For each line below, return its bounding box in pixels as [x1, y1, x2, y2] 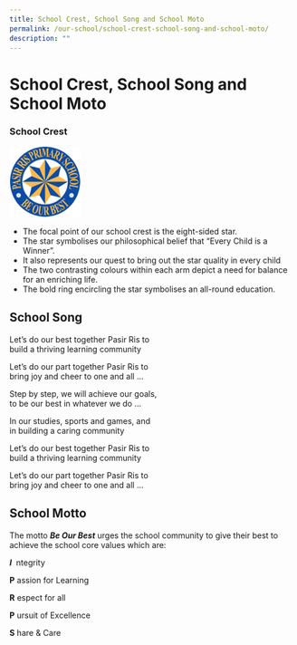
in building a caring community [9, 425, 125, 436]
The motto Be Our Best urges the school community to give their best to [9, 530, 279, 541]
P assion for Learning [9, 574, 90, 585]
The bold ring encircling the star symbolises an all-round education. [22, 284, 276, 294]
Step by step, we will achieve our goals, [9, 388, 158, 399]
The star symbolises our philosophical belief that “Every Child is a [22, 236, 268, 246]
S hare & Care [9, 627, 62, 638]
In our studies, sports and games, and [9, 415, 151, 426]
